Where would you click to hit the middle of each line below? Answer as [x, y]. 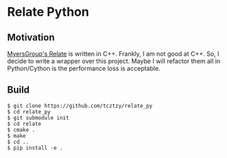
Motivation [31, 37]
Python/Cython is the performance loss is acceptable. [84, 68]
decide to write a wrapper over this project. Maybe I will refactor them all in [114, 61]
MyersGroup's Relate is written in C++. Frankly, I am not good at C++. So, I [113, 54]
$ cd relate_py [29, 112]
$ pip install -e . [35, 148]
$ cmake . [21, 130]
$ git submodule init [38, 117]
